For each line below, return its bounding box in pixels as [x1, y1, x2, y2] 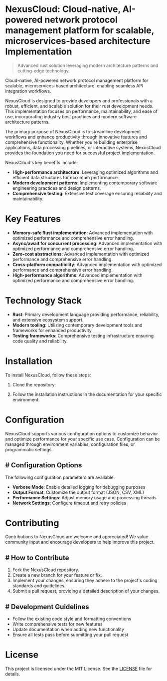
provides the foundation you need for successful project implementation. [5, 150, 155, 156]
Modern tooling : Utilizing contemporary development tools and [12, 322, 143, 328]
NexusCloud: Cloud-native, [5, 3, 121, 15]
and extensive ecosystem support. [12, 317, 84, 323]
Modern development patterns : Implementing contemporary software [12, 180, 158, 186]
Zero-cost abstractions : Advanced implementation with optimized [12, 251, 150, 257]
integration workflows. [5, 88, 51, 94]
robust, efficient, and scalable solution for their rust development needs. [5, 103, 154, 109]
